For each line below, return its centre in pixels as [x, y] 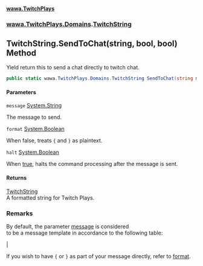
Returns [17, 178]
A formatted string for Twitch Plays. [50, 198]
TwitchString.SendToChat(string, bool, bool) [92, 43]
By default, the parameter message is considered [68, 226]
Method [21, 53]
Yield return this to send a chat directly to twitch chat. [73, 68]
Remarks [20, 213]
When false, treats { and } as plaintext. [54, 141]
